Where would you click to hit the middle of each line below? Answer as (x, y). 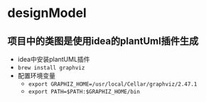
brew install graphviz (51, 68)
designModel (47, 13)
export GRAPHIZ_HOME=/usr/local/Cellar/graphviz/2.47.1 (113, 84)
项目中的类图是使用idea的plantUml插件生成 (103, 41)
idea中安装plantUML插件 (54, 59)
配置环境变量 (36, 75)
